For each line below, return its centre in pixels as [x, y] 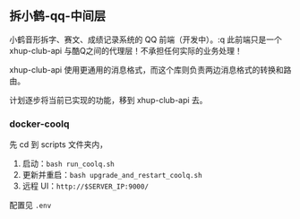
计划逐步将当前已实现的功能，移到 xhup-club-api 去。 [108, 100]
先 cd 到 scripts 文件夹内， [58, 145]
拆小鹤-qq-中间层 [58, 16]
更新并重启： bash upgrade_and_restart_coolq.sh [112, 175]
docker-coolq [39, 124]
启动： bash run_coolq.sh [68, 163]
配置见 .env [30, 206]
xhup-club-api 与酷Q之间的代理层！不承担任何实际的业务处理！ [126, 50]
